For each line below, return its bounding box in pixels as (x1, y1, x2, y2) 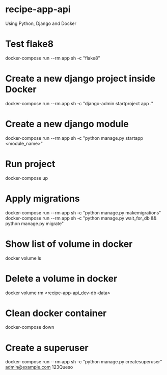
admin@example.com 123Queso (5, 364, 73, 370)
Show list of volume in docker (5, 238, 133, 249)
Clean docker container (5, 307, 107, 319)
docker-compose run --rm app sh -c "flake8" (5, 55, 100, 61)
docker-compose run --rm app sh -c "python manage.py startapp (5, 135, 144, 141)
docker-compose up (5, 175, 48, 181)
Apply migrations (5, 193, 80, 204)
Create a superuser (5, 342, 89, 354)
